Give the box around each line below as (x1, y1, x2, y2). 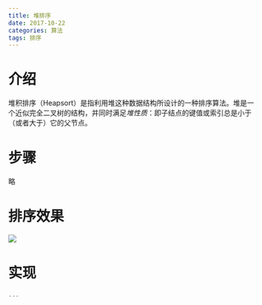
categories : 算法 (8, 26, 64, 34)
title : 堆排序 (8, 11, 52, 20)
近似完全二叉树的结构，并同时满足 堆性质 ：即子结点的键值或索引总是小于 (14, 108, 252, 118)
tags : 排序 (8, 33, 42, 42)
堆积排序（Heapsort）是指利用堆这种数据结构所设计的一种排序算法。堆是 (8, 98, 248, 108)
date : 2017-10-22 (8, 19, 66, 27)
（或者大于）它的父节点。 (8, 118, 92, 128)
